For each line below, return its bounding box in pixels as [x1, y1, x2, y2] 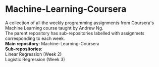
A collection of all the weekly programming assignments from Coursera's [5, 20, 155, 26]
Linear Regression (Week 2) [5, 51, 62, 57]
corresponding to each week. [5, 35, 65, 41]
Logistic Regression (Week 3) [5, 56, 65, 62]
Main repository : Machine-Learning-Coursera [5, 40, 100, 46]
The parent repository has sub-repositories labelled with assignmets [5, 30, 145, 36]
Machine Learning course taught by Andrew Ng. [5, 25, 104, 31]
